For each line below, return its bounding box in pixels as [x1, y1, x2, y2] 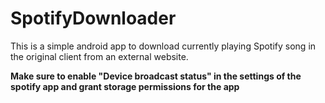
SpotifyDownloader [10, 7, 177, 30]
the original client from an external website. [10, 50, 189, 62]
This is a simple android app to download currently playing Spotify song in [10, 40, 317, 52]
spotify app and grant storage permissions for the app [10, 80, 240, 92]
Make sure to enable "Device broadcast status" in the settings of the [10, 70, 302, 82]
